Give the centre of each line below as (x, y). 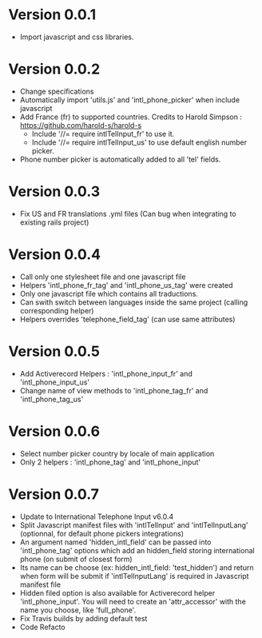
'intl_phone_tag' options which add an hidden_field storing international (137, 550)
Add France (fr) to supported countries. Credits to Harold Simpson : (131, 117)
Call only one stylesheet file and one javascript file (103, 277)
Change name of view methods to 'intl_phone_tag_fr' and (114, 390)
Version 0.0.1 (52, 15)
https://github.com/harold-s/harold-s (81, 125)
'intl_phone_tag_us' (52, 399)
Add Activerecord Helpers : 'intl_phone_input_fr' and (106, 373)
